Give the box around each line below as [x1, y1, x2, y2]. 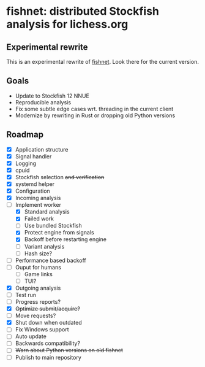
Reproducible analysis [15, 98, 72, 106]
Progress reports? [15, 298, 61, 305]
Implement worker [15, 201, 62, 209]
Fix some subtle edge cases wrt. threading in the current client [15, 105, 174, 112]
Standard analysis [24, 208, 70, 215]
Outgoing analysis [15, 284, 61, 292]
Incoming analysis [15, 195, 61, 202]
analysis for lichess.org [6, 17, 129, 31]
